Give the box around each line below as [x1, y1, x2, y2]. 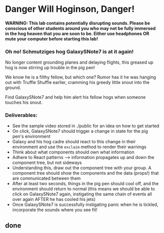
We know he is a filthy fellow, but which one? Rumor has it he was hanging [5, 74, 156, 80]
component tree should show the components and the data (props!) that [12, 170, 159, 176]
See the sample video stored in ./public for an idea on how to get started [12, 123, 160, 129]
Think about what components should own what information [12, 149, 134, 155]
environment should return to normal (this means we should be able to [12, 186, 155, 192]
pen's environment [12, 133, 51, 139]
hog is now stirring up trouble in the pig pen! [5, 65, 95, 71]
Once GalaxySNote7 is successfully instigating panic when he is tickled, [12, 201, 159, 208]
